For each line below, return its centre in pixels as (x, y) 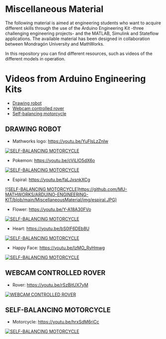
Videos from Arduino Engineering (76, 79)
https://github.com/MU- (103, 189)
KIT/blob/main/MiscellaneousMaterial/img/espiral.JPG (60, 200)
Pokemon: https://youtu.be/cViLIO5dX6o (54, 160)
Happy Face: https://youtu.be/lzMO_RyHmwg (58, 248)
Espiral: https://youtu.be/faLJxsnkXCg (51, 179)
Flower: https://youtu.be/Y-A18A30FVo (52, 209)
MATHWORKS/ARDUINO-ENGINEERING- (47, 194)
